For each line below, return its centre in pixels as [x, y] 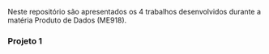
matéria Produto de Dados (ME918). [67, 20]
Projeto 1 [25, 41]
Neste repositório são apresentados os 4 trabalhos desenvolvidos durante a [134, 12]
